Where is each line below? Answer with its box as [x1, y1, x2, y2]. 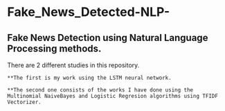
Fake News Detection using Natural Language [7, 32, 208, 44]
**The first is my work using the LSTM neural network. [7, 74, 172, 81]
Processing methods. [7, 42, 102, 54]
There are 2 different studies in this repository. [7, 61, 140, 69]
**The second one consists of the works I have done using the [7, 87, 194, 94]
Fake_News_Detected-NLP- [7, 4, 170, 20]
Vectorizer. [7, 99, 42, 105]
